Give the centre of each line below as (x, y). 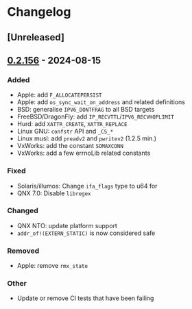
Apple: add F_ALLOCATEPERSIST (59, 95)
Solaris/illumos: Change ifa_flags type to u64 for (87, 186)
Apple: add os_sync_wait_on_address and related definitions (101, 102)
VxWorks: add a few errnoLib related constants (84, 153)
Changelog (39, 12)
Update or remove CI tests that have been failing (85, 298)
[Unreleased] (36, 37)
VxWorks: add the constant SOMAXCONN (70, 146)
